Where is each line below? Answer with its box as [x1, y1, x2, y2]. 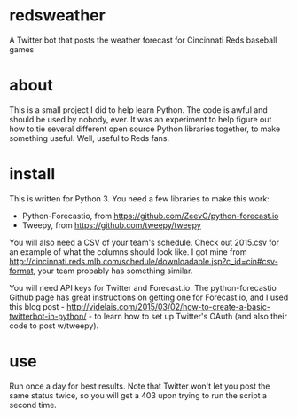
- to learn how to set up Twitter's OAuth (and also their [88, 311, 288, 321]
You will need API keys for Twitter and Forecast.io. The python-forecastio [9, 282, 277, 293]
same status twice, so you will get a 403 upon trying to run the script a [9, 389, 268, 400]
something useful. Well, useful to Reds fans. [9, 132, 170, 143]
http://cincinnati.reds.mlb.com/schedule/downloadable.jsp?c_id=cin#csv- [9, 256, 279, 266]
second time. [9, 399, 58, 410]
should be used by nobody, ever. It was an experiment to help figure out [9, 114, 272, 124]
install [9, 164, 56, 185]
